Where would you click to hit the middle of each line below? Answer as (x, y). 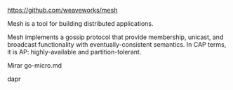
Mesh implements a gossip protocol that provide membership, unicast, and (115, 37)
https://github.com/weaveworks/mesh (62, 10)
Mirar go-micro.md (34, 65)
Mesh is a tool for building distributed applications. (80, 23)
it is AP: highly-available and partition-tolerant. (74, 52)
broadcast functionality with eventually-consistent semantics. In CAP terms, (117, 44)
